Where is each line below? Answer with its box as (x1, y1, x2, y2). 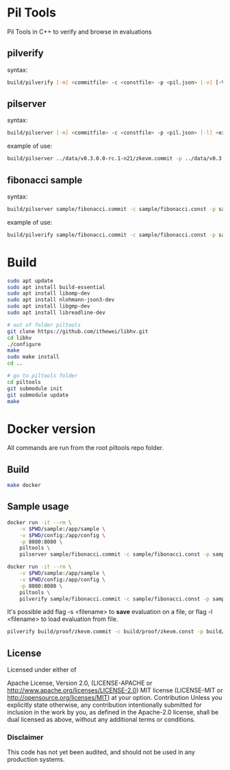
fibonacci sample (7, 174, 83, 186)
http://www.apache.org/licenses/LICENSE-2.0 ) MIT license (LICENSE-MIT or (7, 686, 223, 694)
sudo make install (7, 354, 60, 361)
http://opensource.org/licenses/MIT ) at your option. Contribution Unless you (7, 694, 222, 702)
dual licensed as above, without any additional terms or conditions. (7, 716, 196, 724)
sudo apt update (7, 277, 53, 284)
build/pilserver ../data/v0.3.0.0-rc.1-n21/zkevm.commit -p (7, 155, 183, 162)
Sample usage (7, 501, 70, 512)
